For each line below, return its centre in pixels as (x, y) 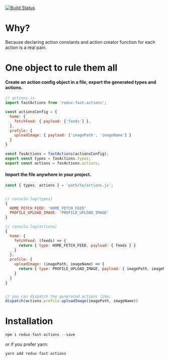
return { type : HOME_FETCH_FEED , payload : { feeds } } (77, 245)
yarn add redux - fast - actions (36, 354)
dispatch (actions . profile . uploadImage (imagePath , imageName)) (72, 301)
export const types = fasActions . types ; (48, 158)
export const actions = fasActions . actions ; (53, 163)
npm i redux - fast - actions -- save (40, 335)
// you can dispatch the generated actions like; (58, 296)
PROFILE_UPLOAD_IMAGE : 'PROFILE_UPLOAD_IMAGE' (59, 213)
